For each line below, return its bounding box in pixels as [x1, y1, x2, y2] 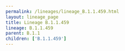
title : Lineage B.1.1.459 [5, 19, 69, 25]
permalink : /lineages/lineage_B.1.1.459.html [5, 8, 119, 15]
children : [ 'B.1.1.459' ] [5, 36, 67, 42]
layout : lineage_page [5, 14, 59, 20]
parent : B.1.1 [5, 30, 41, 36]
